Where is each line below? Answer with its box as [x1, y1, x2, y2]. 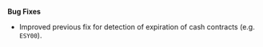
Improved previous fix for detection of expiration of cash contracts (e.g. [18, 22, 255, 31]
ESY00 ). [18, 31, 42, 40]
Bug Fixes [7, 7, 42, 16]
